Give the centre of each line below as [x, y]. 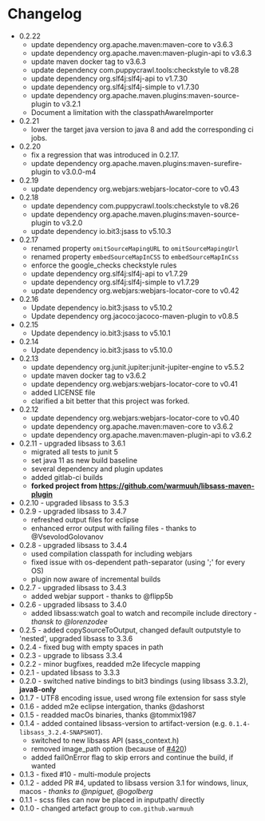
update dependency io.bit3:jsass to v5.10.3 [101, 231]
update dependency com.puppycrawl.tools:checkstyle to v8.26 [135, 205]
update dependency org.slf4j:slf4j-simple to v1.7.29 [115, 282]
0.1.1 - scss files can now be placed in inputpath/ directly [112, 799]
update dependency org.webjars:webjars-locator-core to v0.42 [135, 290]
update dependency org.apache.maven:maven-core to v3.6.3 [132, 44]
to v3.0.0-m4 [75, 172]
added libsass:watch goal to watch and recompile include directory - [144, 613]
